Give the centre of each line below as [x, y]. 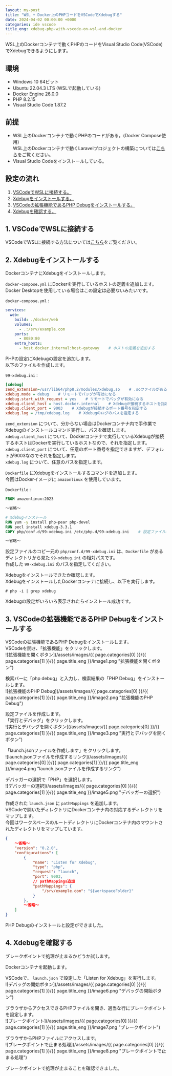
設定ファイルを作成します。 [34, 714]
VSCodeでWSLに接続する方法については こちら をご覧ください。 [72, 242]
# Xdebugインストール [26, 517]
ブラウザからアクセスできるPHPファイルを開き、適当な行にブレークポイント [86, 1008]
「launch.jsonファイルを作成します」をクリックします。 [64, 750]
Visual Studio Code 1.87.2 [39, 104]
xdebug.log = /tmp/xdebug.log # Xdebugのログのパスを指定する [72, 413]
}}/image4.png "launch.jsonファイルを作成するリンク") [63, 769]
